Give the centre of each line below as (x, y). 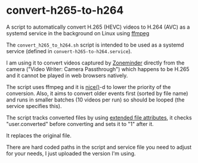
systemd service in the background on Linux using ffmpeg (78, 33)
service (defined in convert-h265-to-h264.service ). (69, 51)
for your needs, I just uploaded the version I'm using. (71, 153)
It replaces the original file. (39, 136)
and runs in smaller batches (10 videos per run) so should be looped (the (95, 100)
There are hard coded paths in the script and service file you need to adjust (99, 147)
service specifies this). (34, 106)
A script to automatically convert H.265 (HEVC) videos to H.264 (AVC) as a (98, 27)
